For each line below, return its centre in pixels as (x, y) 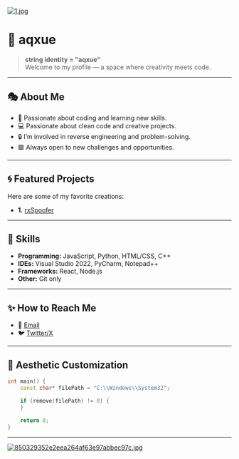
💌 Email (29, 325)
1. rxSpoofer (36, 210)
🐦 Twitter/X (35, 333)
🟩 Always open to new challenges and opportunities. (96, 147)
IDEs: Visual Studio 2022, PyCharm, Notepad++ (88, 264)
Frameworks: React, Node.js (60, 272)
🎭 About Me (36, 97)
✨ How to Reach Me (52, 308)
